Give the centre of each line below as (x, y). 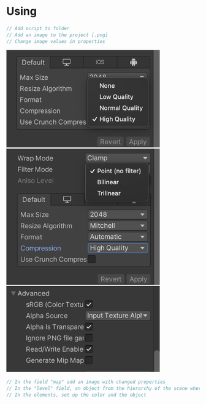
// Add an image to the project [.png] (57, 35)
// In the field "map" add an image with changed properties (86, 382)
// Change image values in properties (56, 41)
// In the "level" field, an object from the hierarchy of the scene (97, 388)
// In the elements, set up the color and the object (77, 395)
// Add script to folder (38, 28)
